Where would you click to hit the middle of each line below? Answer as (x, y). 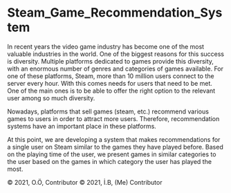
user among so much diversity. (51, 98)
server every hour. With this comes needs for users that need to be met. (110, 83)
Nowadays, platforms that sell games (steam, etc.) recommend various (108, 111)
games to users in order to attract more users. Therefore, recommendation (113, 118)
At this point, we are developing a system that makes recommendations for (114, 139)
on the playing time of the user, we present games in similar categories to (112, 154)
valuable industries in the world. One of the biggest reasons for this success (116, 54)
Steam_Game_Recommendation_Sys (115, 13)
